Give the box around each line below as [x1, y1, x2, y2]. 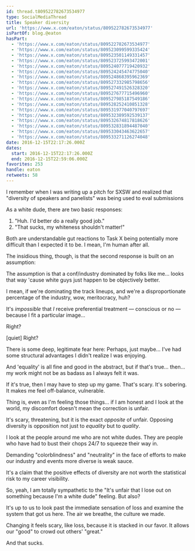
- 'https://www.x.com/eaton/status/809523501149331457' [11, 52, 150, 58]
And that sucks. [6, 539, 44, 546]
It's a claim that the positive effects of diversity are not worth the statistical [6, 469, 186, 476]
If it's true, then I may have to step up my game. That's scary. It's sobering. [6, 381, 187, 388]
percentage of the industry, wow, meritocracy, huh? [6, 294, 131, 301]
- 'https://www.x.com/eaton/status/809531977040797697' [11, 107, 150, 113]
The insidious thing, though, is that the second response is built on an [6, 252, 175, 259]
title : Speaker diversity [6, 19, 69, 25]
